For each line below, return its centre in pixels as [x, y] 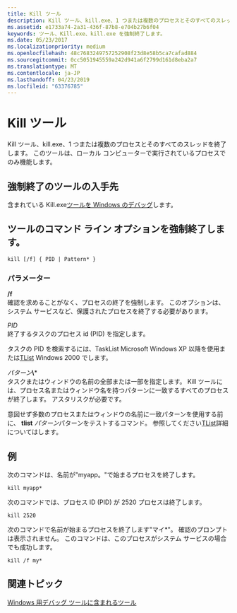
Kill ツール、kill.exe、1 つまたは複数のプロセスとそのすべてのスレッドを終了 [117, 144]
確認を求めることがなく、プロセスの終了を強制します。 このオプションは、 [116, 303]
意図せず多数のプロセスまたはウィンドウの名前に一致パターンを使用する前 [115, 414]
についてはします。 [35, 432]
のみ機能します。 [32, 162]
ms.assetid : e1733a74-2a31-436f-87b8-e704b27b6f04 [83, 27]
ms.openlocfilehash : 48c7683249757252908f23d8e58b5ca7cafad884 [102, 54]
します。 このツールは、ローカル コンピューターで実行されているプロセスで [117, 153]
